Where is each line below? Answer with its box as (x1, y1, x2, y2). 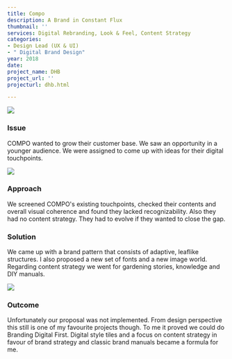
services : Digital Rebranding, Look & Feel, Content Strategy (7, 29, 191, 37)
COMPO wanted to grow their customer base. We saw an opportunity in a (7, 139, 217, 147)
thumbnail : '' (7, 23, 49, 30)
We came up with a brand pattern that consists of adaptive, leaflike (7, 248, 199, 256)
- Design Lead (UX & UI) (7, 42, 79, 49)
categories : (7, 36, 42, 43)
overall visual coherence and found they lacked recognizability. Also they (7, 207, 217, 215)
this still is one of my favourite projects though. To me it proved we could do (7, 324, 224, 332)
